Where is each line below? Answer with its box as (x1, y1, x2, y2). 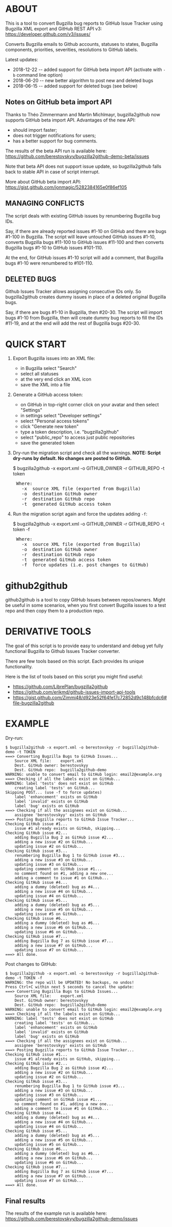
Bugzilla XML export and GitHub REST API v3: (5, 25, 102, 31)
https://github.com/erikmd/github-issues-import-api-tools (12, 689, 136, 695)
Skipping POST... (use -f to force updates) (5, 790, 102, 795)
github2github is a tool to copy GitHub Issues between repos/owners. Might (5, 597, 166, 603)
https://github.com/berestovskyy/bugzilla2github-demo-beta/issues (5, 153, 149, 159)
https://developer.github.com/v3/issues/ (5, 31, 91, 37)
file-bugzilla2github (12, 700, 54, 706)
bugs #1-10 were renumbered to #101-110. (5, 260, 93, 266)
